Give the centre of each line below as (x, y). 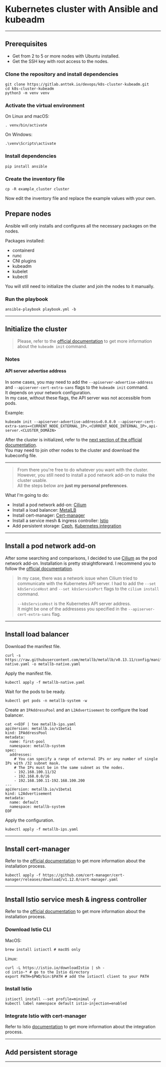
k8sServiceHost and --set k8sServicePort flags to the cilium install (88, 589)
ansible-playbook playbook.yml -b (41, 309)
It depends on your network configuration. (48, 392)
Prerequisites (26, 44)
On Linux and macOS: (27, 116)
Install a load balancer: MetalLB (44, 510)
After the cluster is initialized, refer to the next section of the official (74, 439)
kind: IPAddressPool (26, 733)
